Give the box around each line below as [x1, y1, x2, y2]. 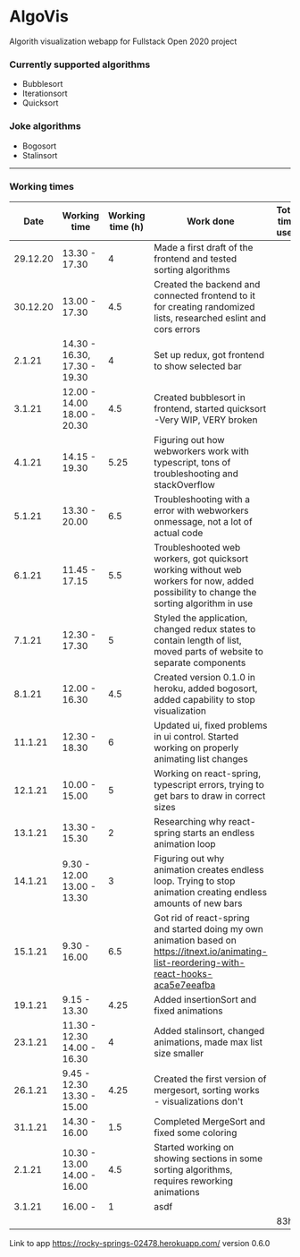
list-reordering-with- [154, 956, 246, 969]
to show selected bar [154, 360, 243, 372]
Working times [9, 181, 74, 193]
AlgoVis [9, 6, 69, 27]
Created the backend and [154, 278, 261, 290]
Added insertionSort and [154, 993, 257, 1005]
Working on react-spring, [154, 767, 262, 780]
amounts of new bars [154, 897, 243, 910]
